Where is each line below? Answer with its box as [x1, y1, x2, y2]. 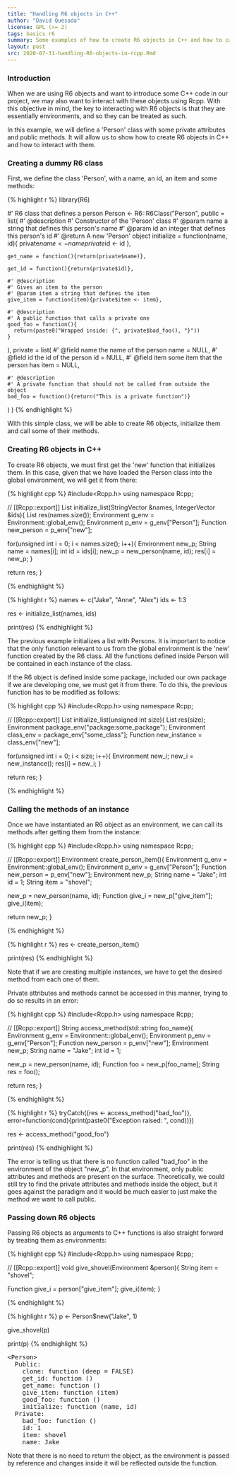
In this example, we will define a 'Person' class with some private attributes [7, 125, 226, 134]
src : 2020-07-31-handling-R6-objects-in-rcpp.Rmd [7, 50, 157, 57]
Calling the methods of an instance [7, 804, 130, 814]
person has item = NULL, [7, 361, 80, 369]
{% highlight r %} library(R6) [7, 195, 90, 204]
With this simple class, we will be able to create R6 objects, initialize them [7, 419, 221, 428]
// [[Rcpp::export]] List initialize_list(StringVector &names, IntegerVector [7, 503, 216, 512]
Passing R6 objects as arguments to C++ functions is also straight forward [7, 1228, 224, 1237]
